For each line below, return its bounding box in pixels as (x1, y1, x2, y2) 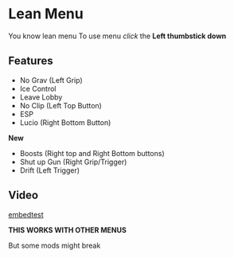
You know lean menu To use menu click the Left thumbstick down (8, 31, 227, 41)
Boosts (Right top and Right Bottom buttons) (19, 148, 165, 158)
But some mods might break (8, 240, 101, 250)
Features (8, 54, 53, 68)
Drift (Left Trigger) (19, 165, 80, 175)
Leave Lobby (19, 92, 63, 102)
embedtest (8, 209, 44, 219)
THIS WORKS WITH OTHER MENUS (8, 225, 127, 235)
